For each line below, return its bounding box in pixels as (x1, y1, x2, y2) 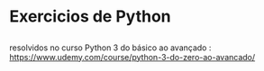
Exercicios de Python (9, 6, 171, 27)
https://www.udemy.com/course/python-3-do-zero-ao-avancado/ (9, 51, 256, 62)
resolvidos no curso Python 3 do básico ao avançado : (9, 42, 212, 53)
